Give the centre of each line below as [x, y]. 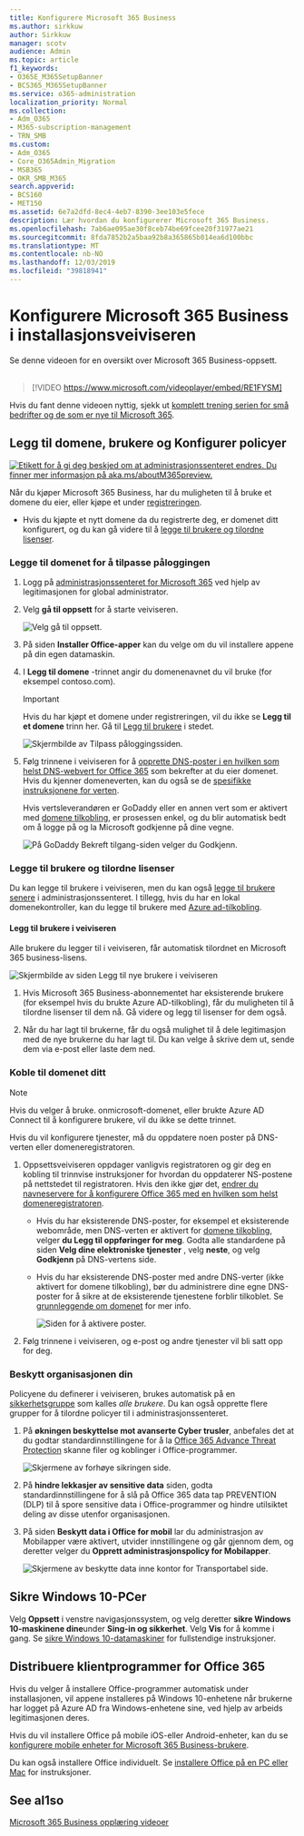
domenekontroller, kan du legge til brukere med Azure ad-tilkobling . [136, 908]
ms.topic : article [44, 60]
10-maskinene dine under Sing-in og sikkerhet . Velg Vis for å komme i [142, 1628]
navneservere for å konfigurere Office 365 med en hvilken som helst [150, 1193]
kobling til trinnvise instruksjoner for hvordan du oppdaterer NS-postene [157, 1174]
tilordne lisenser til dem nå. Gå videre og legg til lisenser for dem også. [155, 1012]
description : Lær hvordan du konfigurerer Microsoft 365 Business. [140, 220]
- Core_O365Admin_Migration [63, 161]
